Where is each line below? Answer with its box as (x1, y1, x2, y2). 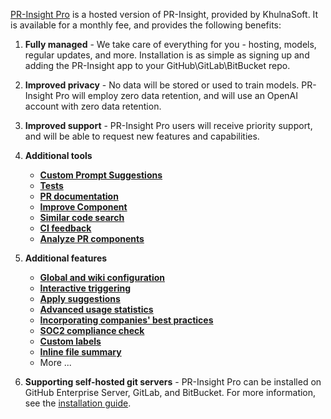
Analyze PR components (39, 233, 145, 244)
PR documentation (39, 190, 119, 202)
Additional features (24, 252, 108, 264)
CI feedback (39, 222, 92, 234)
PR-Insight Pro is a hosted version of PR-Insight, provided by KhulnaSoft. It (10, 9, 319, 20)
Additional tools (24, 150, 93, 161)
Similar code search (39, 212, 125, 223)
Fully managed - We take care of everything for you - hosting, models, (24, 39, 317, 50)
